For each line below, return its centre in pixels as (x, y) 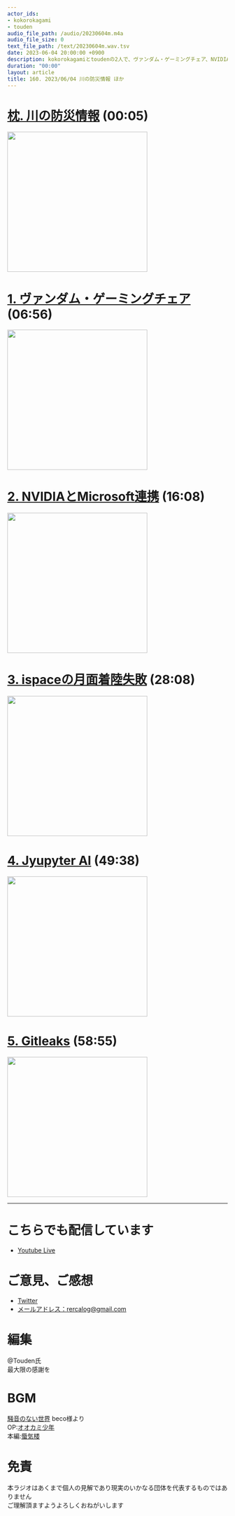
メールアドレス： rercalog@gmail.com (72, 1309)
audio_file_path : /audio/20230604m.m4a (65, 33)
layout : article (31, 72)
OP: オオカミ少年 (31, 1427)
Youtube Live (36, 1250)
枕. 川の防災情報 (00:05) (78, 116)
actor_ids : (23, 14)
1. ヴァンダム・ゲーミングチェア (99, 299)
